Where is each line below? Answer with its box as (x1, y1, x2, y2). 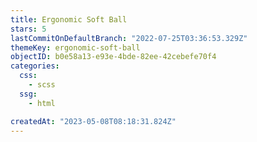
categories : (10, 61, 60, 71)
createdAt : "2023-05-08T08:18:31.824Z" (10, 116, 177, 126)
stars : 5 (10, 24, 47, 34)
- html (28, 98, 56, 108)
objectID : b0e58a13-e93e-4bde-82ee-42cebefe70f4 (10, 52, 217, 62)
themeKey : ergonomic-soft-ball (10, 42, 141, 53)
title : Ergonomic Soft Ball (10, 14, 128, 25)
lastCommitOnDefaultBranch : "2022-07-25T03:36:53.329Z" (10, 33, 248, 43)
